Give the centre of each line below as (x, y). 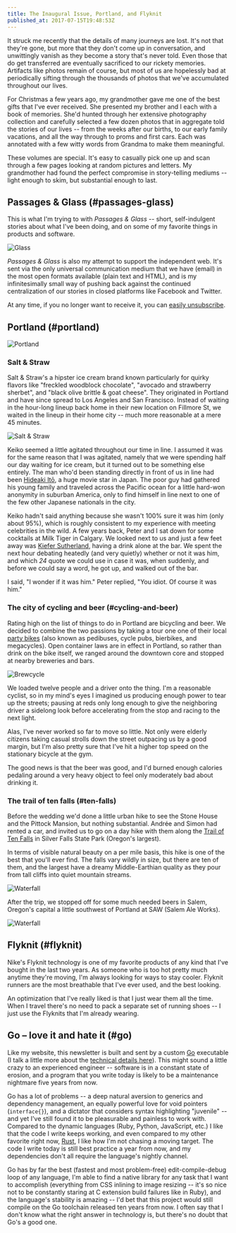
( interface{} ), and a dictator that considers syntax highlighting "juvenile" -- (117, 1111)
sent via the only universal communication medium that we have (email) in (115, 269)
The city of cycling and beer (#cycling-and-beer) (93, 608)
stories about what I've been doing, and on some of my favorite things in (113, 227)
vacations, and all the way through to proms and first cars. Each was (107, 136)
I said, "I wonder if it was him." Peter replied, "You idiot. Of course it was (112, 582)
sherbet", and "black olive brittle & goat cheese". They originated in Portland (118, 392)
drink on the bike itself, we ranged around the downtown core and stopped (116, 653)
